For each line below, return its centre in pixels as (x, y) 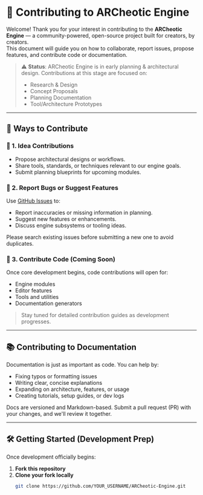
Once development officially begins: (51, 457)
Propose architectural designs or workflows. (70, 159)
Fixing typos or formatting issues (56, 376)
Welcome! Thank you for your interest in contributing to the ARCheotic (94, 29)
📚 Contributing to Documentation (72, 347)
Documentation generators (49, 303)
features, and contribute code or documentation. (67, 54)
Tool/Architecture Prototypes (66, 104)
